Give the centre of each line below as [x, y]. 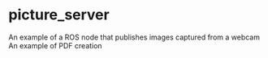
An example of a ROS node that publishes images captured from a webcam [134, 37]
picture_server [59, 15]
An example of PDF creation [56, 45]
